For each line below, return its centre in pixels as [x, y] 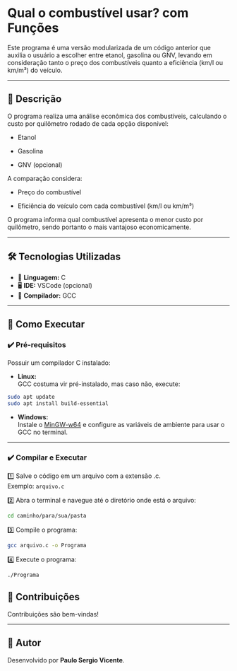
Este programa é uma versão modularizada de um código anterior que [109, 47]
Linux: [27, 377]
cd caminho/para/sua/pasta [47, 516]
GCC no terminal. [43, 432]
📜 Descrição [35, 99]
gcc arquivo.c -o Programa [47, 546]
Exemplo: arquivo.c [36, 486]
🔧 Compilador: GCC [47, 296]
